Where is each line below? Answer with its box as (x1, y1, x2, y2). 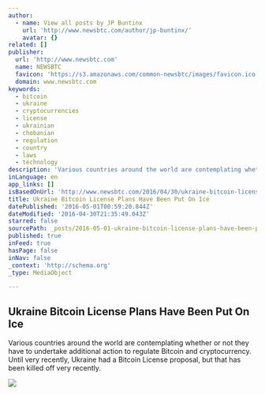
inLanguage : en (8, 173, 58, 182)
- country (15, 144, 47, 152)
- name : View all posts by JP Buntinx (15, 19, 144, 27)
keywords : (8, 85, 41, 93)
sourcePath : (8, 224, 47, 233)
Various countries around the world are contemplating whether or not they (8, 338, 250, 348)
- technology (15, 159, 58, 167)
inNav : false (8, 254, 51, 261)
